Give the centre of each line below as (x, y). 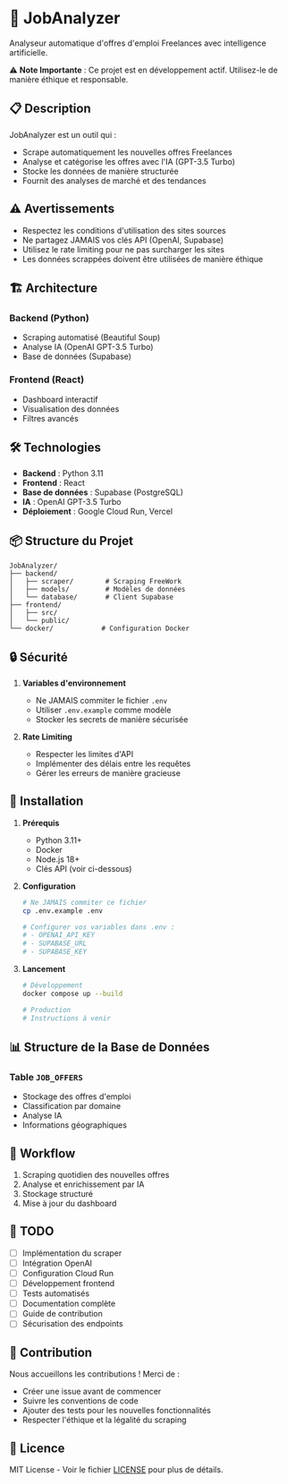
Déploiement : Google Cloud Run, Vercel (97, 512)
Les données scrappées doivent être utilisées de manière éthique (143, 259)
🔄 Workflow (42, 1153)
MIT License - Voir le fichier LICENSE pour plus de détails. (116, 1469)
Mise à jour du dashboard (69, 1204)
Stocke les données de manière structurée (100, 171)
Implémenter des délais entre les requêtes (113, 763)
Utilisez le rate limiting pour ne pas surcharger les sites (123, 249)
